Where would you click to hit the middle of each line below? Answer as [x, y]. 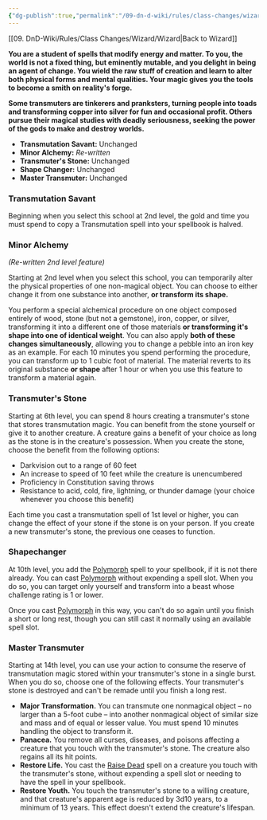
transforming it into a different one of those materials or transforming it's [128, 327]
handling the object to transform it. [76, 732]
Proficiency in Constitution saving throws [87, 482]
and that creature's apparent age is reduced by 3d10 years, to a [124, 799]
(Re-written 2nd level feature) [56, 262]
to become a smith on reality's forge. [70, 88]
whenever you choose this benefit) [77, 499]
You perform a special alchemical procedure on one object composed [122, 310]
